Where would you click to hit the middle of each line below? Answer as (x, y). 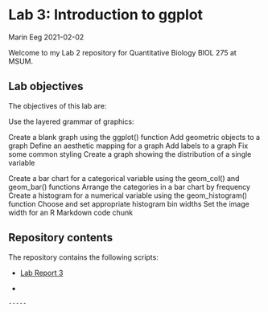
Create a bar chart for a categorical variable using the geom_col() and (124, 178)
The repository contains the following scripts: (83, 257)
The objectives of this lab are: (58, 105)
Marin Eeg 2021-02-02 (46, 37)
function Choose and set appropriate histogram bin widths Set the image (129, 203)
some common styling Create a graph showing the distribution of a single (130, 154)
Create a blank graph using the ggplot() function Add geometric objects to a (134, 137)
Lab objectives (46, 86)
